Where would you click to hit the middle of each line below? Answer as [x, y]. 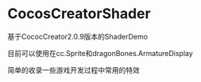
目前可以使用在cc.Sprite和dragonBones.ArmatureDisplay [100, 53]
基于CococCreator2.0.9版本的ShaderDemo [78, 36]
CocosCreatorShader [79, 14]
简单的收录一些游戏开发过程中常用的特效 [73, 70]
